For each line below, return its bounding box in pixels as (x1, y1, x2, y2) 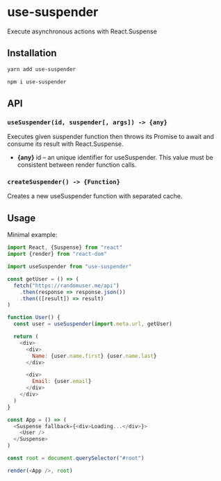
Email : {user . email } (32, 378, 92, 385)
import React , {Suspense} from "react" (7, 244, 123, 251)
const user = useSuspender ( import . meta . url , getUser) (13, 320, 172, 327)
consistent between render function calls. (17, 161, 137, 169)
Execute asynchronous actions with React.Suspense (7, 27, 158, 35)
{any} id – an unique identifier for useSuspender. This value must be (17, 154, 213, 162)
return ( (13, 333, 39, 341)
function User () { (7, 314, 60, 321)
